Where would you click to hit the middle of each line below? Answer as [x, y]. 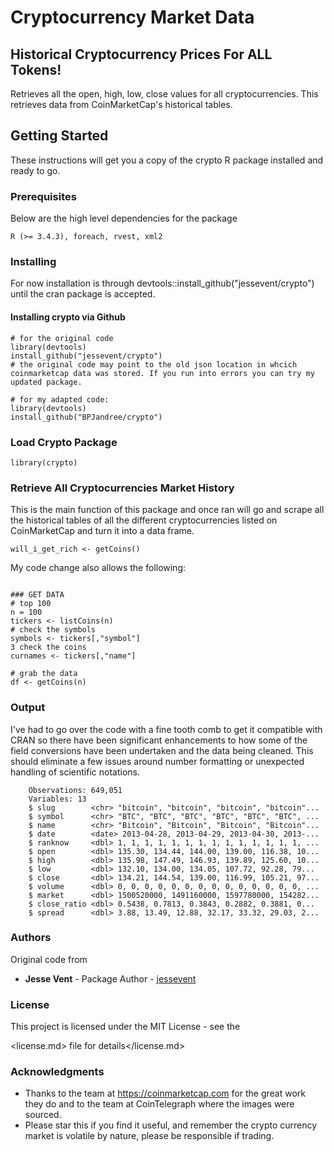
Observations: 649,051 [75, 790]
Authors [31, 938]
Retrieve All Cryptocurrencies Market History [122, 488]
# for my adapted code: [60, 399]
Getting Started [59, 136]
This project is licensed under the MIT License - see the [125, 1027]
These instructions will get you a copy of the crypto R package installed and [167, 160]
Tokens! [36, 69]
